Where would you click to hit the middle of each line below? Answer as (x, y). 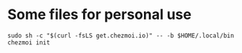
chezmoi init (29, 42)
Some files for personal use (99, 15)
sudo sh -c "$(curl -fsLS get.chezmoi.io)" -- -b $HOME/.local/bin (121, 36)
